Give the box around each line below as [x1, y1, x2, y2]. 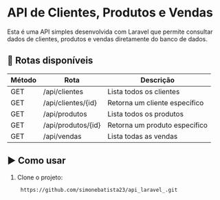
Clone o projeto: [16, 173, 63, 181]
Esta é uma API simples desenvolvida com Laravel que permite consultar [7, 27, 213, 36]
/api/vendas [43, 131, 82, 141]
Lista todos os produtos [107, 109, 184, 118]
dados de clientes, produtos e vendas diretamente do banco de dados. [7, 34, 208, 43]
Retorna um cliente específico [107, 98, 204, 107]
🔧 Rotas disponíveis [7, 55, 93, 67]
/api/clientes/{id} [43, 98, 98, 107]
